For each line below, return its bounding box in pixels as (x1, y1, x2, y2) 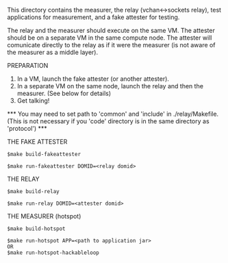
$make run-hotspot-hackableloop (7, 249, 99, 256)
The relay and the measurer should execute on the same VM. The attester (7, 27, 216, 34)
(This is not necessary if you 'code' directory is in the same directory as (7, 117, 210, 125)
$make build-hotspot (7, 225, 66, 232)
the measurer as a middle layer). (7, 48, 98, 56)
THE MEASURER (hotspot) (7, 212, 81, 220)
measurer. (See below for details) (16, 89, 112, 97)
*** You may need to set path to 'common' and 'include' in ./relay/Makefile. (7, 110, 219, 118)
